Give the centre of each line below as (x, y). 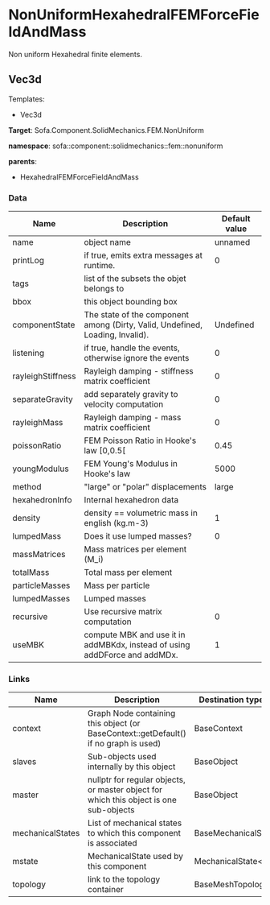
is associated (112, 843)
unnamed (232, 242)
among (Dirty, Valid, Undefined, (143, 325)
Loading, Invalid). (117, 335)
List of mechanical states (135, 823)
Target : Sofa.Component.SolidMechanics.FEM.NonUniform (106, 130)
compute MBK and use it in (135, 635)
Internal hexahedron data (131, 500)
